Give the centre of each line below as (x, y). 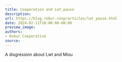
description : (18, 14)
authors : (14, 32)
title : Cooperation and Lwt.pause (40, 9)
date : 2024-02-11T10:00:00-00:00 (39, 23)
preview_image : (20, 27)
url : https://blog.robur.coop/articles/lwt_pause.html (61, 18)
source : (13, 41)
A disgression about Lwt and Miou (39, 54)
